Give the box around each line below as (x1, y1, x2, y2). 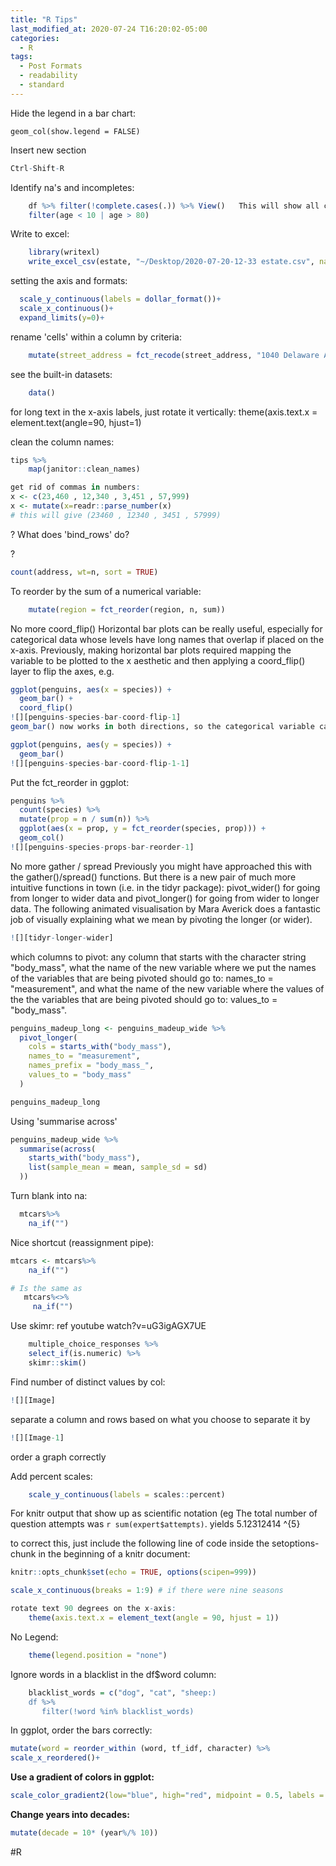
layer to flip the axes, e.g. (10, 665, 115, 677)
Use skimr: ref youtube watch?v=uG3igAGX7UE (10, 1320, 207, 1332)
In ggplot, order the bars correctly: (10, 1724, 153, 1736)
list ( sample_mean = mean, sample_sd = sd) (28, 1162, 208, 1173)
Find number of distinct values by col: (10, 1376, 166, 1388)
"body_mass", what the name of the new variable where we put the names (10, 961, 317, 973)
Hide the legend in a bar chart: (10, 107, 136, 119)
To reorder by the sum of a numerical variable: (10, 585, 202, 597)
